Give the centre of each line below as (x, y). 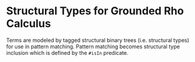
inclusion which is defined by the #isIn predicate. (67, 52)
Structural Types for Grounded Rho (95, 11)
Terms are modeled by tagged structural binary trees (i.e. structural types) (98, 40)
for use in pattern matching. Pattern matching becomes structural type (93, 46)
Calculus (29, 24)
